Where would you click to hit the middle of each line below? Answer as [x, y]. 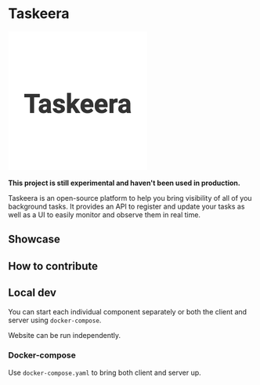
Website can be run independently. [65, 335]
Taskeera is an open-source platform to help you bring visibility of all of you [130, 198]
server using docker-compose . [55, 320]
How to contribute [53, 266]
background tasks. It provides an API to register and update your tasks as [126, 206]
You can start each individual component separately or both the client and [128, 311]
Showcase [34, 240]
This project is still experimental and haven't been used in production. [124, 183]
